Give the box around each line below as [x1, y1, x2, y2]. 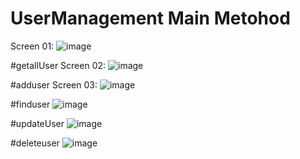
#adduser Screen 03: [10, 78, 98, 91]
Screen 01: [10, 40, 55, 52]
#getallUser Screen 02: [10, 59, 107, 71]
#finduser [10, 98, 51, 110]
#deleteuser [10, 137, 60, 149]
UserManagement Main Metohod [10, 7, 291, 30]
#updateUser [10, 117, 65, 129]
